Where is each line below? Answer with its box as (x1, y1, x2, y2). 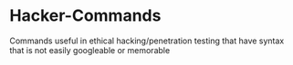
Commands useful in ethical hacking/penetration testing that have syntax (9, 35, 285, 46)
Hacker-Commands (9, 5, 162, 26)
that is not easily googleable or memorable (9, 44, 171, 55)
